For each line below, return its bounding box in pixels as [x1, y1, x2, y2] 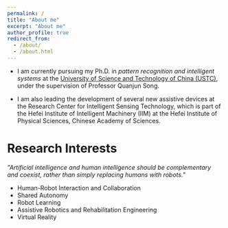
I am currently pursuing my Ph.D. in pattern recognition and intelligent [16, 66, 215, 75]
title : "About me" [7, 16, 60, 23]
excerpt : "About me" [7, 23, 67, 29]
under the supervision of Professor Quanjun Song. [16, 81, 160, 90]
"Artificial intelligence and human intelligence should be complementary [7, 163, 212, 171]
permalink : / [7, 10, 45, 17]
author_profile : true [7, 29, 69, 36]
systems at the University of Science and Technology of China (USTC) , [16, 74, 218, 82]
